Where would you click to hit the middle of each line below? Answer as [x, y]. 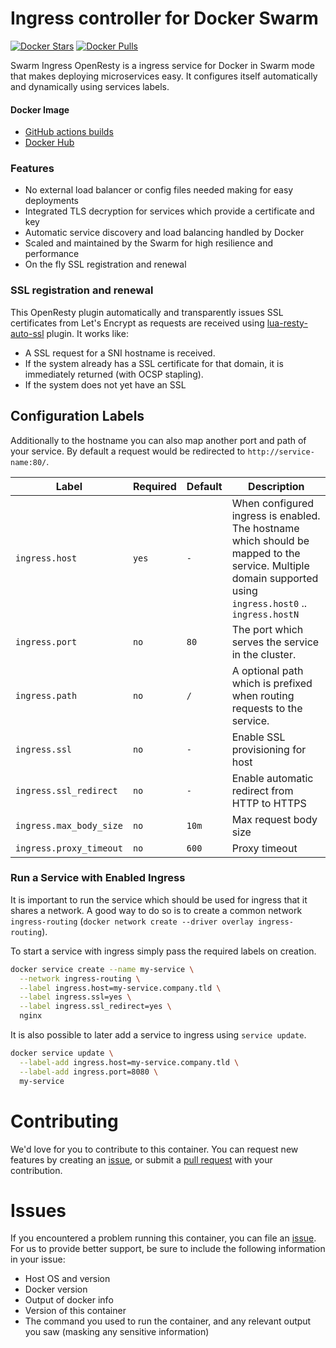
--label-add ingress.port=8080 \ [89, 1072]
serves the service [275, 642]
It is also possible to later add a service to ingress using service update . [158, 1035]
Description [276, 486]
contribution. [36, 1170]
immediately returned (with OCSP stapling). [114, 374]
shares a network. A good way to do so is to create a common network [156, 910]
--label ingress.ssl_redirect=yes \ [95, 1007]
